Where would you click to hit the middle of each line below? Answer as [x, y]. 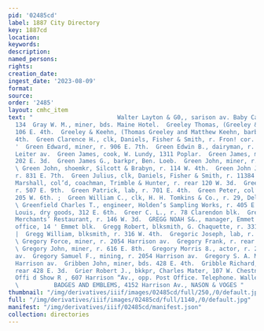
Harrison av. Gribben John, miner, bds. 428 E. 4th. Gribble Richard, [137, 264]
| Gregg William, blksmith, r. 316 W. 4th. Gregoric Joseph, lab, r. [135, 235]
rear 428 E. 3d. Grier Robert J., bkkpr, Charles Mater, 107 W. [125, 271]
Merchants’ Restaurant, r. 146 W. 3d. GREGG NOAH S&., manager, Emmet [135, 220]
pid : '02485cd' [33, 15]
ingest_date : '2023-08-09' [52, 81]
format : [21, 88]
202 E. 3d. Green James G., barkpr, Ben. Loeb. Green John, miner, [131, 162]
